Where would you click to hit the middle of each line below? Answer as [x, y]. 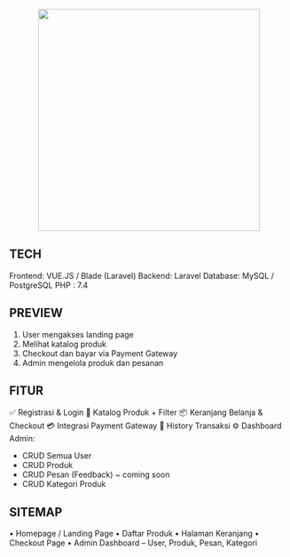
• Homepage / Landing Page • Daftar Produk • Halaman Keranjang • [134, 534]
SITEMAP [36, 512]
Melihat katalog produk [64, 344]
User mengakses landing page [78, 334]
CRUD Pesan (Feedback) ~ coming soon [96, 474]
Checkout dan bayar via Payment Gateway [100, 353]
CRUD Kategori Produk [64, 484]
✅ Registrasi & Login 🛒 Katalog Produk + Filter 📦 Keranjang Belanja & [136, 412]
